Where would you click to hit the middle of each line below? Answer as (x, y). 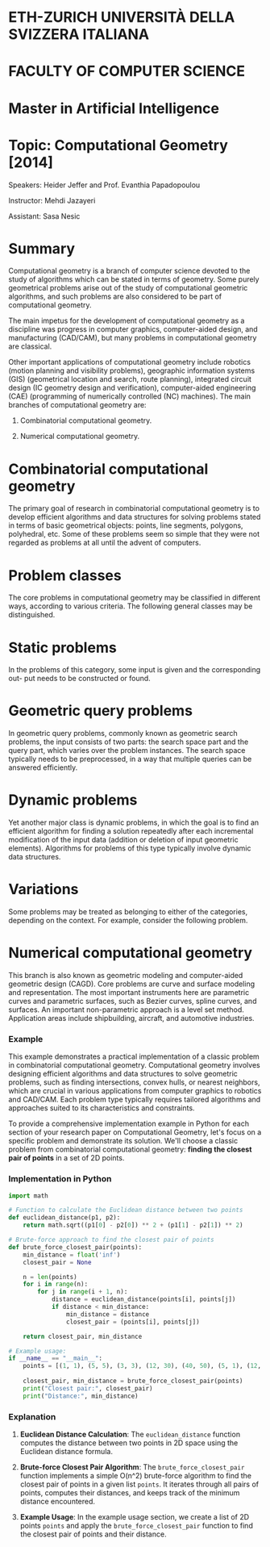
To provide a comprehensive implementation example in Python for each (129, 1124)
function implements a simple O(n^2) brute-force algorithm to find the (136, 1476)
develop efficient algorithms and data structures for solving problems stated (135, 517)
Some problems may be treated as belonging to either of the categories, (128, 912)
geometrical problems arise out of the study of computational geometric (128, 288)
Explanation (32, 1416)
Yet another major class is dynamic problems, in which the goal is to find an (134, 822)
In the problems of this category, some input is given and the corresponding (135, 670)
